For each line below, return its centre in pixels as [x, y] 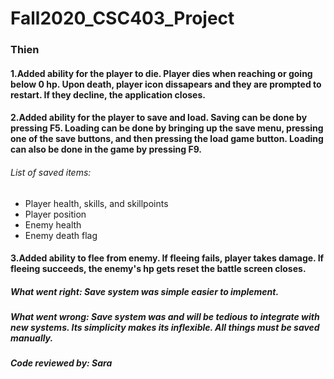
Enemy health [53, 224]
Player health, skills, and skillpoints [96, 203]
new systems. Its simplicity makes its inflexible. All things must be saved [165, 328]
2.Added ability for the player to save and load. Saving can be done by [159, 118]
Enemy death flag [61, 235]
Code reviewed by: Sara [61, 363]
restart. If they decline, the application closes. [108, 94]
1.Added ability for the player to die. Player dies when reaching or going [161, 73]
